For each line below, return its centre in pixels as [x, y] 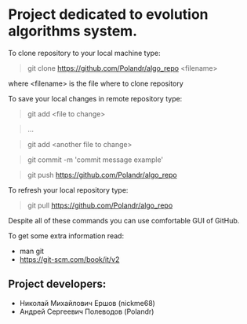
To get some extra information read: [66, 236]
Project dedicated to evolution [109, 15]
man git [32, 251]
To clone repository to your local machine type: [84, 53]
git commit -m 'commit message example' [95, 160]
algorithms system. [73, 31]
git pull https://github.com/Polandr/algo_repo [100, 205]
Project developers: [57, 284]
